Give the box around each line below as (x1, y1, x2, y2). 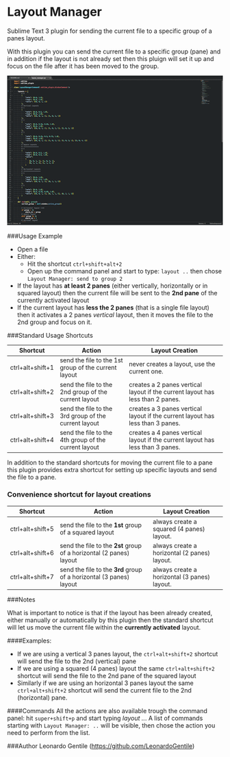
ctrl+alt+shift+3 (10, 412, 55, 420)
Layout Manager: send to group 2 (27, 275, 123, 282)
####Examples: (7, 636, 52, 645)
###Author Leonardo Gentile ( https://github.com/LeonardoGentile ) (7, 741, 195, 750)
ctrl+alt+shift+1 (10, 364, 55, 372)
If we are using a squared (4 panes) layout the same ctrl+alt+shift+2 (16, 664, 215, 672)
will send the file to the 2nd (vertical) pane (16, 657, 137, 665)
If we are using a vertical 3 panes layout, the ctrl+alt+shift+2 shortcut (16, 649, 218, 658)
